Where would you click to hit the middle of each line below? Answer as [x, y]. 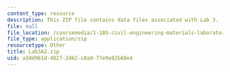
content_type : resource [41, 13]
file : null [23, 26]
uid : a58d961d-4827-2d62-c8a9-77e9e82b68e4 [70, 58]
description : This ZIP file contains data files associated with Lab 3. [113, 20]
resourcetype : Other [37, 45]
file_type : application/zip [47, 39]
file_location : [29, 33]
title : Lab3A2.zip [33, 52]
